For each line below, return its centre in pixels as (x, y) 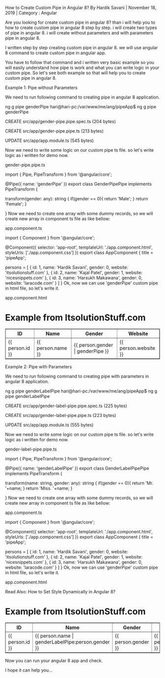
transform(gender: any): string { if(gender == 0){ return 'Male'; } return (77, 199)
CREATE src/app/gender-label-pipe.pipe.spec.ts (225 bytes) (66, 406)
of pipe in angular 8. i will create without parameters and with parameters (79, 33)
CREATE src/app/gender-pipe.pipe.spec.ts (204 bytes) (61, 121)
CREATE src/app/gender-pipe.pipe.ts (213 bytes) (55, 131)
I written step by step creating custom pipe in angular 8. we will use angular (82, 48)
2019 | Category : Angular (31, 13)
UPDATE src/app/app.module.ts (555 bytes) (49, 425)
